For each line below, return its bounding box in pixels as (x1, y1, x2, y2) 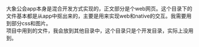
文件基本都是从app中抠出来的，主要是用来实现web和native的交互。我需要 (6, 12, 187, 19)
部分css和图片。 (11, 20, 52, 26)
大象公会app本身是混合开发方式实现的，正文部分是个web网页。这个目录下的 (6, 5, 192, 12)
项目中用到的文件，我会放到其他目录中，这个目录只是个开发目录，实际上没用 (6, 27, 194, 34)
